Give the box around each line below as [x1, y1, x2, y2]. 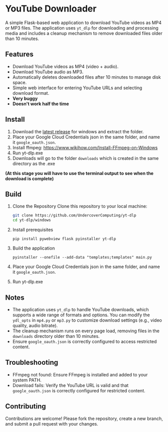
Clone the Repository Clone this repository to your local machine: [12, 203, 147, 209]
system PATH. [12, 377, 42, 383]
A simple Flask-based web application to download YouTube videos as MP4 [5, 20, 162, 26]
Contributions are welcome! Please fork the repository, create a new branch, [5, 415, 163, 421]
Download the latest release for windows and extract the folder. [12, 128, 144, 134]
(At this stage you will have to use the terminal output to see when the [5, 170, 154, 176]
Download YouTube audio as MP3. [12, 69, 84, 75]
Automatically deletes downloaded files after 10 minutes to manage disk [12, 74, 161, 80]
